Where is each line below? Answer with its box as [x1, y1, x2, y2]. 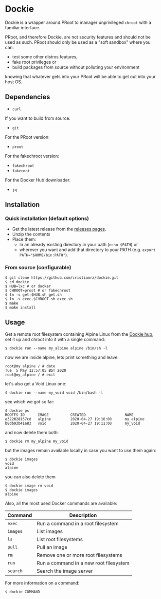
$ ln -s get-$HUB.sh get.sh [5, 292, 62, 297]
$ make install [5, 305, 36, 310]
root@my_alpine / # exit [5, 372, 55, 377]
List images [36, 528, 63, 535]
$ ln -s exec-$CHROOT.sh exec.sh [5, 296, 73, 301]
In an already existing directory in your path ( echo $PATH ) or [19, 242, 138, 248]
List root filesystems [36, 536, 83, 543]
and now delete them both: [5, 429, 59, 435]
